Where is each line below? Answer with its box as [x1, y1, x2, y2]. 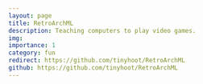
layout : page [8, 11, 52, 20]
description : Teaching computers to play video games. [8, 26, 197, 34]
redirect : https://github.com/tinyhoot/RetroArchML [8, 57, 185, 65]
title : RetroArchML [8, 19, 74, 27]
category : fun [8, 49, 56, 57]
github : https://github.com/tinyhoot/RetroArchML [8, 64, 179, 72]
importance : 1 [8, 42, 56, 50]
